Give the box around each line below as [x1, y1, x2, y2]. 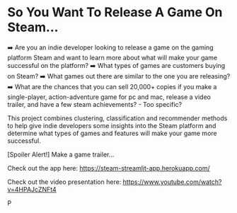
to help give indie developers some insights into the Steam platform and [7, 121, 216, 129]
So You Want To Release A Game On [7, 4, 223, 21]
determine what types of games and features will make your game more [7, 129, 217, 137]
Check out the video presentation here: [7, 178, 122, 186]
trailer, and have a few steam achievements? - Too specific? [7, 100, 183, 108]
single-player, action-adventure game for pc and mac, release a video [7, 93, 211, 101]
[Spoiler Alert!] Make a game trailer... [7, 150, 115, 159]
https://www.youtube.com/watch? [122, 178, 222, 186]
